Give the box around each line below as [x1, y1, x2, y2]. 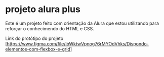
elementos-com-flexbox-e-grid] [5, 46, 72, 52]
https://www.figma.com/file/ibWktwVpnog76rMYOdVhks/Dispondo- [7, 40, 149, 46]
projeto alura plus [5, 4, 81, 15]
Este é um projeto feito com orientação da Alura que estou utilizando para [5, 20, 159, 26]
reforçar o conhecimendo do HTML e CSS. [5, 25, 95, 31]
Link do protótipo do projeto [5, 35, 64, 41]
